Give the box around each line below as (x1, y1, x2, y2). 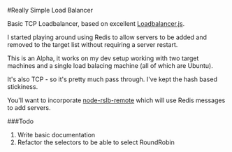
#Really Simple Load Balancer (7, 6, 93, 14)
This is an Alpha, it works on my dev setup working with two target (7, 54, 199, 62)
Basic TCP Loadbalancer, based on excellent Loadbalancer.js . (7, 20, 185, 27)
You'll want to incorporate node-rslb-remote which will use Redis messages (7, 96, 226, 104)
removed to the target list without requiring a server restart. (7, 41, 178, 48)
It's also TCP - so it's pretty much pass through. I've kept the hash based (7, 75, 218, 83)
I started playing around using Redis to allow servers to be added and (7, 33, 208, 41)
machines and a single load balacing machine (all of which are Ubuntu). (7, 62, 213, 69)
